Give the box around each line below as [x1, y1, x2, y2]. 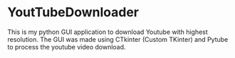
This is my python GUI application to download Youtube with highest [7, 28, 208, 36]
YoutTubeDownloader [7, 4, 139, 21]
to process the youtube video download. [7, 42, 126, 51]
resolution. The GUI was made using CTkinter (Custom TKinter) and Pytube [7, 35, 229, 43]
